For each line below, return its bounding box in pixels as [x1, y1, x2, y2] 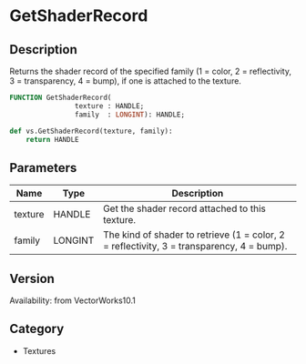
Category [9, 321, 65, 337]
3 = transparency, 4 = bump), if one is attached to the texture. [9, 76, 241, 86]
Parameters [9, 160, 77, 176]
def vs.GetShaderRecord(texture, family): [9, 126, 173, 136]
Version [9, 270, 55, 287]
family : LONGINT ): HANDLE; [74, 110, 185, 119]
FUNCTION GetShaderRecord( [9, 93, 112, 102]
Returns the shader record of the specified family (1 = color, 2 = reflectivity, [9, 66, 291, 76]
